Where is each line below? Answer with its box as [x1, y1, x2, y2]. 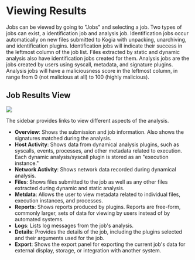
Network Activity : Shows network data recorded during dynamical [14, 166, 177, 173]
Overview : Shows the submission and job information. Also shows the [14, 128, 184, 136]
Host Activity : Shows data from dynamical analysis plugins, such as [14, 141, 180, 148]
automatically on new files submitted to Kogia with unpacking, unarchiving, [6, 36, 187, 43]
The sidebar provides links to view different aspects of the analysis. [6, 117, 169, 124]
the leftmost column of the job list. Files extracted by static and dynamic [6, 48, 180, 55]
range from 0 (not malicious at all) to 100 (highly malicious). [6, 73, 149, 80]
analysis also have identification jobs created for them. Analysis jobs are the [6, 55, 190, 62]
